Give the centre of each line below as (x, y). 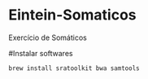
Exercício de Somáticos (48, 37)
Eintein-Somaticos (72, 15)
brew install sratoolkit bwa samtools (74, 68)
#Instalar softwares (41, 53)
